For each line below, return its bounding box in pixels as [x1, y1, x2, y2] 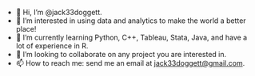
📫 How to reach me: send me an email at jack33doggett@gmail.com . [15, 59, 245, 67]
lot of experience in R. [15, 41, 89, 51]
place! [15, 25, 37, 33]
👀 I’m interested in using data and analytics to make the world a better [15, 16, 246, 25]
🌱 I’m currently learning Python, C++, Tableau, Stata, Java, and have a [15, 32, 248, 42]
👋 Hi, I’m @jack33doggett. [15, 8, 102, 17]
